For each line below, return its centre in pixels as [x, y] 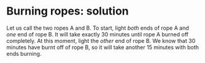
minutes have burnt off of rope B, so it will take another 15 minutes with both [103, 47]
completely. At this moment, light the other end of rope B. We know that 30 [101, 41]
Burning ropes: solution [68, 11]
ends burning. [24, 53]
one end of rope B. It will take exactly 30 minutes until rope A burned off [98, 34]
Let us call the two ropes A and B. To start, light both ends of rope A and [98, 28]
